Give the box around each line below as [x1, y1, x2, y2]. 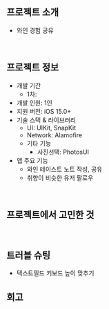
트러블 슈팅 [6, 249, 51, 261]
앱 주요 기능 [16, 156, 49, 164]
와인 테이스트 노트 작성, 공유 [26, 165, 103, 173]
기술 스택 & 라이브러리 [16, 116, 77, 124]
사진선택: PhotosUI [37, 148, 89, 156]
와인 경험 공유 [16, 26, 54, 34]
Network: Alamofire [26, 130, 83, 139]
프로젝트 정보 [6, 61, 59, 74]
